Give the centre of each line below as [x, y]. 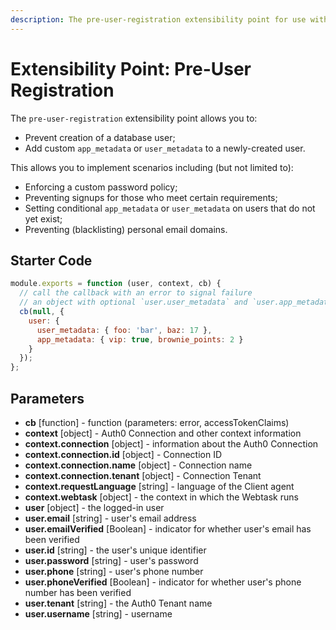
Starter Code [51, 260]
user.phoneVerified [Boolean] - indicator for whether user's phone [163, 582]
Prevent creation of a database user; [100, 137]
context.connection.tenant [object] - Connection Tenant [143, 475]
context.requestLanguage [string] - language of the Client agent [159, 486]
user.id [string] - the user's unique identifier [115, 550]
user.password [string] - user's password [111, 560]
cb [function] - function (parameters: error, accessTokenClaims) [157, 422]
